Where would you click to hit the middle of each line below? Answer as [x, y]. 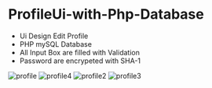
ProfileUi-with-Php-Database [106, 14]
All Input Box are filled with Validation [79, 52]
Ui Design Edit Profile [54, 36]
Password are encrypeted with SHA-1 [80, 61]
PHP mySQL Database [56, 44]
